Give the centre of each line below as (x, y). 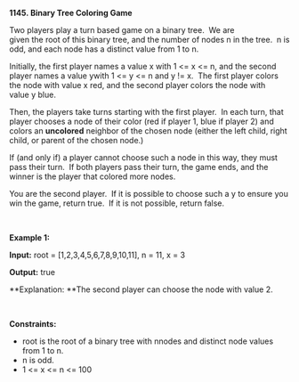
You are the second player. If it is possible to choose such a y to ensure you (149, 194)
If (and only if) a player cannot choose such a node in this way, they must (144, 158)
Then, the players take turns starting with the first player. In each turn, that (146, 112)
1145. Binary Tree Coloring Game (71, 13)
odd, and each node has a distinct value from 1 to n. (104, 49)
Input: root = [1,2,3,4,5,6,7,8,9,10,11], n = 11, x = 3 (97, 255)
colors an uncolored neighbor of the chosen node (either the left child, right (148, 131)
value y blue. (32, 94)
